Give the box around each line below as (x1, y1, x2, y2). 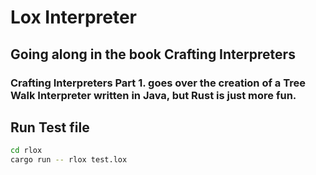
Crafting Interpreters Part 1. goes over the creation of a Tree (10, 76, 306, 90)
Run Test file (10, 119, 90, 136)
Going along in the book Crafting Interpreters (10, 46, 296, 63)
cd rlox (10, 146, 43, 156)
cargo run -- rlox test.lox (10, 155, 128, 165)
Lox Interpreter (10, 6, 137, 29)
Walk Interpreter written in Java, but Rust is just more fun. (10, 88, 297, 102)
